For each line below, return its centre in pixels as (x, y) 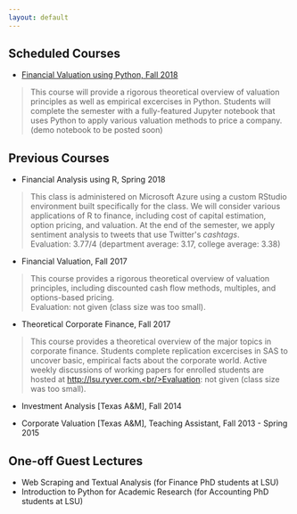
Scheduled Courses (65, 54)
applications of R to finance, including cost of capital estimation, (148, 216)
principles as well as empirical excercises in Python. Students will (150, 102)
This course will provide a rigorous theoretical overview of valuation (155, 92)
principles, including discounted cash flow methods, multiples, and (153, 288)
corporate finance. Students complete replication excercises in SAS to (159, 351)
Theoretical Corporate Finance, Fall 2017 (96, 324)
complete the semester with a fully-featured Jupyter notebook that (153, 111)
